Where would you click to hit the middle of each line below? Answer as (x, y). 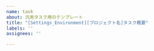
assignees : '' (24, 34)
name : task (20, 12)
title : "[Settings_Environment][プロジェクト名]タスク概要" (77, 23)
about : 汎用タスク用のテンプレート (45, 17)
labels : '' (20, 28)
